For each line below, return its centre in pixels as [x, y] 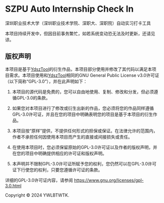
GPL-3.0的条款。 [33, 98]
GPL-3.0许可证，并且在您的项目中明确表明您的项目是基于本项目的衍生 [82, 114]
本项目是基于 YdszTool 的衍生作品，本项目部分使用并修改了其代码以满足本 [79, 69]
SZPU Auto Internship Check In [69, 9]
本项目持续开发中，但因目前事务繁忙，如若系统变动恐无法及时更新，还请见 [80, 33]
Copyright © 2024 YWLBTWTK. [37, 195]
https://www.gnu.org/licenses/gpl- [109, 180]
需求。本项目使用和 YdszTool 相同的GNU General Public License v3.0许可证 [84, 75]
